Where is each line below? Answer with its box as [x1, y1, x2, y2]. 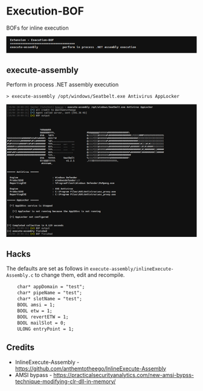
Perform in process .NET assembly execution [6, 81, 119, 88]
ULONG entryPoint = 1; [17, 326, 74, 332]
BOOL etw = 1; [17, 308, 53, 314]
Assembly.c [6, 272, 34, 279]
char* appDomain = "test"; [17, 283, 85, 289]
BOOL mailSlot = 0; [17, 320, 66, 326]
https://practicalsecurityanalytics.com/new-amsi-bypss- [53, 371, 195, 378]
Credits [6, 343, 35, 353]
